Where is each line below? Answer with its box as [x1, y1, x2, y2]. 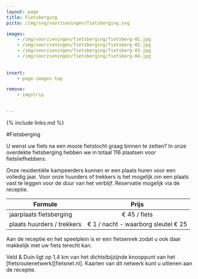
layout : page [6, 8, 39, 15]
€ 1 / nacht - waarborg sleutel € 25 [87, 220, 187, 228]
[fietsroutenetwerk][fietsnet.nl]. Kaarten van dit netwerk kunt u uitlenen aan [6, 259, 193, 267]
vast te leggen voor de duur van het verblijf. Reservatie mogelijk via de [6, 179, 180, 187]
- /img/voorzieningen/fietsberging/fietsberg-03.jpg [17, 47, 151, 54]
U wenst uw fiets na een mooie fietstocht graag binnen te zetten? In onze [6, 142, 187, 149]
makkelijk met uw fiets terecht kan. [6, 241, 92, 249]
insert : [6, 70, 26, 76]
